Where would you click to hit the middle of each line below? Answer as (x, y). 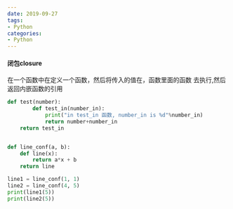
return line (37, 167)
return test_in (42, 128)
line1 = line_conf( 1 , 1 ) (44, 180)
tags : (15, 20)
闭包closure (25, 63)
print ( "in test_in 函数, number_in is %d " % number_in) (124, 115)
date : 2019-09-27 (33, 14)
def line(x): (39, 154)
